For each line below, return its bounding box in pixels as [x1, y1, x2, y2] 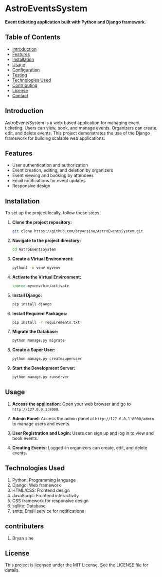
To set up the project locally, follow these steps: [5, 210, 101, 216]
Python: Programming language [12, 477, 76, 483]
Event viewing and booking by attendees [12, 172, 94, 178]
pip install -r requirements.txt [12, 320, 80, 325]
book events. [12, 435, 38, 441]
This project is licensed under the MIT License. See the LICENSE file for [5, 562, 149, 568]
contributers [5, 522, 44, 531]
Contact [12, 93, 28, 98]
